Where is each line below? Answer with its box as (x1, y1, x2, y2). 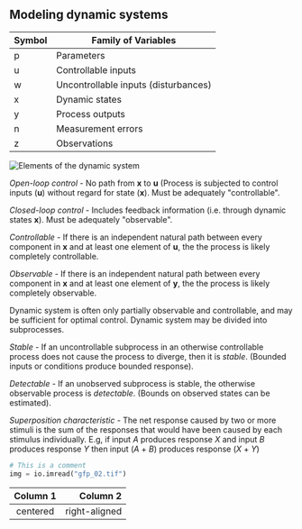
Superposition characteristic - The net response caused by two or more (9, 415, 277, 425)
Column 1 (14, 489, 57, 502)
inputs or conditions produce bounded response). (9, 360, 194, 371)
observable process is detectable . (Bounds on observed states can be (9, 388, 270, 398)
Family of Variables (91, 33, 177, 46)
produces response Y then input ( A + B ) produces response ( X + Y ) (9, 443, 260, 454)
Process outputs (55, 107, 126, 120)
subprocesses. (9, 324, 65, 334)
